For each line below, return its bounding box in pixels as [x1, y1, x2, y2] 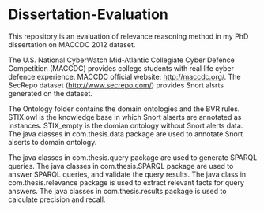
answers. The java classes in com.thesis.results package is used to [8, 186, 227, 195]
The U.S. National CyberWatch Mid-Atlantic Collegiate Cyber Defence [8, 55, 236, 65]
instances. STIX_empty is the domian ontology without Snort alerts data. [8, 121, 243, 130]
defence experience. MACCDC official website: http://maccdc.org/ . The [8, 72, 241, 81]
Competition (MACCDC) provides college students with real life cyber [8, 63, 235, 73]
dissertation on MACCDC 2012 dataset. [8, 39, 136, 49]
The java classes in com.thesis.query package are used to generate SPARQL [8, 152, 258, 162]
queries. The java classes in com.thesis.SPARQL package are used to [8, 161, 234, 170]
